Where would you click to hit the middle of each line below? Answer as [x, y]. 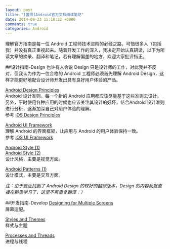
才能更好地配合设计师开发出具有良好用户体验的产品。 [65, 80]
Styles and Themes [25, 219]
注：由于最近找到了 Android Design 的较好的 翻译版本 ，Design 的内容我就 [81, 186]
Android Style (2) [23, 153]
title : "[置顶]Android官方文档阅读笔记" [45, 15]
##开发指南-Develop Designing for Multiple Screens [59, 203]
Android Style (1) [23, 148]
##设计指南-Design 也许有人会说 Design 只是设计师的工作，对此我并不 [79, 67]
